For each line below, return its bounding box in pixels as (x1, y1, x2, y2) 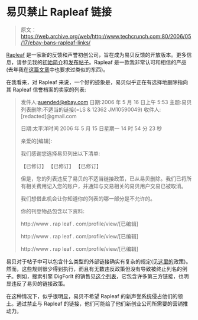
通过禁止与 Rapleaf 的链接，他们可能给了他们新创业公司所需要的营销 (16, 300, 183, 307)
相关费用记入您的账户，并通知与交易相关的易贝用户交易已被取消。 (25, 182, 187, 189)
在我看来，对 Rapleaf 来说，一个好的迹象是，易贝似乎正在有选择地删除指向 (6, 78, 188, 86)
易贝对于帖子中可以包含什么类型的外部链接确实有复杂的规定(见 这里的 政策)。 (6, 258, 191, 265)
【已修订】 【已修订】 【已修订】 (20, 162, 102, 169)
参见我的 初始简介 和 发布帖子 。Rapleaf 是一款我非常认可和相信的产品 (21, 59, 187, 66)
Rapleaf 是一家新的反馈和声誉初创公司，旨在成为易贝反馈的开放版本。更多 (6, 51, 187, 58)
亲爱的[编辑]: (20, 137, 53, 144)
